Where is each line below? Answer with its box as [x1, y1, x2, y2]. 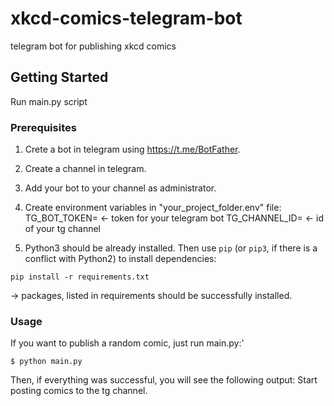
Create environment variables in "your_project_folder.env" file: [24, 202, 282, 214]
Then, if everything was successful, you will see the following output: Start [10, 374, 318, 386]
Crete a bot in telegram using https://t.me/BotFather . [24, 143, 241, 156]
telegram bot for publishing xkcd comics [10, 40, 177, 52]
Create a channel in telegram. [24, 163, 147, 175]
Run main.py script [10, 95, 88, 107]
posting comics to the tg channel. [10, 385, 148, 397]
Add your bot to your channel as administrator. [24, 182, 217, 194]
